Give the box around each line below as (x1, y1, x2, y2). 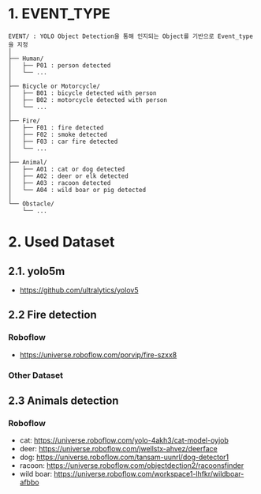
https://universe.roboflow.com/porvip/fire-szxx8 (19, 349, 177, 360)
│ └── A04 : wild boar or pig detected (8, 186, 147, 194)
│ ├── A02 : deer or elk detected (8, 172, 129, 180)
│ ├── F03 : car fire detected (8, 138, 118, 145)
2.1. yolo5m (8, 264, 65, 277)
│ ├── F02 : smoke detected (8, 130, 108, 138)
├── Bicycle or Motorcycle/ (8, 82, 101, 90)
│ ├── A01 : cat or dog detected (8, 165, 125, 173)
